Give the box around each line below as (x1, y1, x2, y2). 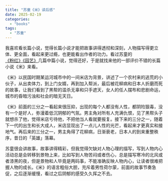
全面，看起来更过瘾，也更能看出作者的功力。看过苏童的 (18, 51, 132, 57)
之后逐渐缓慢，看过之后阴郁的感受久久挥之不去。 (13, 170, 115, 176)
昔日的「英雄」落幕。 (13, 135, 58, 140)
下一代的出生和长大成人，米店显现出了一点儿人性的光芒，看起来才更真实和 (5, 122, 158, 128)
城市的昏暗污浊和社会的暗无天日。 (5, 93, 75, 99)
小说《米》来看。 (5, 63, 40, 69)
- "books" (9, 21, 30, 26)
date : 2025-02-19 (5, 12, 41, 17)
